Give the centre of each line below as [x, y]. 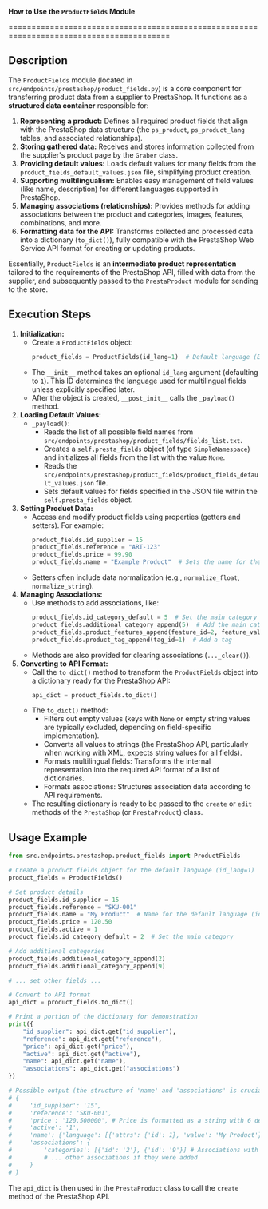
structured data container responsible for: [79, 105]
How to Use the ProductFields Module [72, 12]
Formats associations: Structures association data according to [147, 787]
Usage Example [48, 838]
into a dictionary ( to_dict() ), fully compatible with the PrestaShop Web [137, 240]
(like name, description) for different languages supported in [119, 189]
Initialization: [42, 333]
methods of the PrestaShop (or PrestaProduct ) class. [117, 812]
